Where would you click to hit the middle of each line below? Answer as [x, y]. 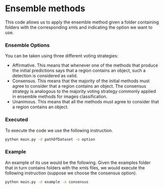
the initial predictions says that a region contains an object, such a [79, 71]
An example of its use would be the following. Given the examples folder [78, 163]
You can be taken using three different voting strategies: [62, 56]
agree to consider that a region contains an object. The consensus [79, 86]
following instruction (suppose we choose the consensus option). [71, 173]
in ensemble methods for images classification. [60, 96]
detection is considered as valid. [45, 76]
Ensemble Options [27, 45]
